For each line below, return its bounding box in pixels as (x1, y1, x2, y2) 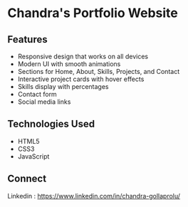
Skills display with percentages (17, 83, 109, 90)
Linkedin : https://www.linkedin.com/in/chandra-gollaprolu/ (7, 191, 180, 200)
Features (7, 33, 48, 46)
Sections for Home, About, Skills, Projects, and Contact (17, 68, 180, 75)
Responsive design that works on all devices (17, 52, 148, 60)
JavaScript (17, 152, 50, 161)
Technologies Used (7, 118, 95, 130)
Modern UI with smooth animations (17, 60, 121, 68)
